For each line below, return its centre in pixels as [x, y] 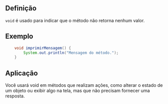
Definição [21, 8]
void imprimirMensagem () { [43, 48]
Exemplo [19, 37]
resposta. [15, 96]
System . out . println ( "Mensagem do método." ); [71, 53]
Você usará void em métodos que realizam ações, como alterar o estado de [84, 85]
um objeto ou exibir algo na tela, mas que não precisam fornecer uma [78, 91]
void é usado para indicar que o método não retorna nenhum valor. [75, 20]
